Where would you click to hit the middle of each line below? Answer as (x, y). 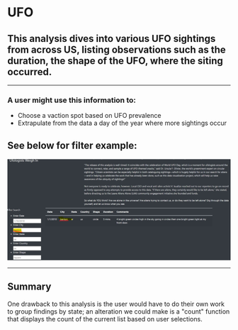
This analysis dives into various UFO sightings (112, 39)
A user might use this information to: (72, 100)
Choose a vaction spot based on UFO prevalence (89, 116)
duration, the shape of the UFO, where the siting (115, 61)
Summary (29, 287)
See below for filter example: (72, 145)
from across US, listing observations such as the (117, 49)
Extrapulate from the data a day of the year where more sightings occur (122, 123)
